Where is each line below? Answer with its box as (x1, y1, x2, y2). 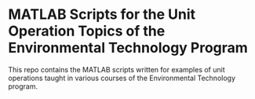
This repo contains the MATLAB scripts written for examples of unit (8, 64, 225, 74)
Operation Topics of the (8, 22, 166, 40)
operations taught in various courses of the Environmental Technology (8, 73, 236, 82)
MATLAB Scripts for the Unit (8, 5, 196, 24)
